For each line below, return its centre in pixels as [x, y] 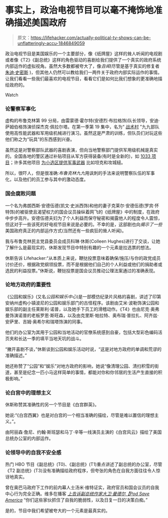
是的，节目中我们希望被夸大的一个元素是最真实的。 [58, 510]
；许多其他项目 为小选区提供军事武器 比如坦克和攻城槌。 [68, 163]
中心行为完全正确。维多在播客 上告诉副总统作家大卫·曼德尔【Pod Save [77, 494]
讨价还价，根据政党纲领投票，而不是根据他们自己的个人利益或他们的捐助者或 [84, 264]
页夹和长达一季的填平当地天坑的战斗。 [44, 338]
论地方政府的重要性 [28, 285]
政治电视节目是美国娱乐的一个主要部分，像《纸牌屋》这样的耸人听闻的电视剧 [84, 54]
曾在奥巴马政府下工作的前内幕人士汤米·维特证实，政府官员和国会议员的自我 [82, 487]
